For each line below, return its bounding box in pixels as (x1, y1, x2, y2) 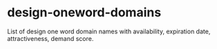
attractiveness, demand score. (7, 34, 94, 42)
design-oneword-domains (7, 5, 162, 20)
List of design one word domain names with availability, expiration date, (7, 27, 211, 35)
